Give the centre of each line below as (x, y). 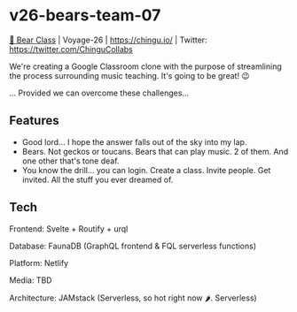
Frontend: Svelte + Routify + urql (69, 228)
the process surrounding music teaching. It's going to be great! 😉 (129, 75)
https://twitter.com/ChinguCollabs (71, 49)
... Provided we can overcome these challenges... (99, 93)
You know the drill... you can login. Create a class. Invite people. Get (146, 170)
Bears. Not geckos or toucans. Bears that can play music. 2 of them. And (155, 151)
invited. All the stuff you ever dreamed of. (98, 179)
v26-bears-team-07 (85, 15)
